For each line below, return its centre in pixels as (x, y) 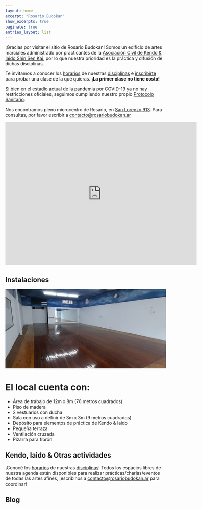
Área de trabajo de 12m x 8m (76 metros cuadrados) (68, 401)
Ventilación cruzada (33, 434)
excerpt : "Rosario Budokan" (35, 16)
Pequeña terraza (30, 428)
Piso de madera (29, 407)
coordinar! (16, 484)
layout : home (19, 11)
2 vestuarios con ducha (37, 412)
